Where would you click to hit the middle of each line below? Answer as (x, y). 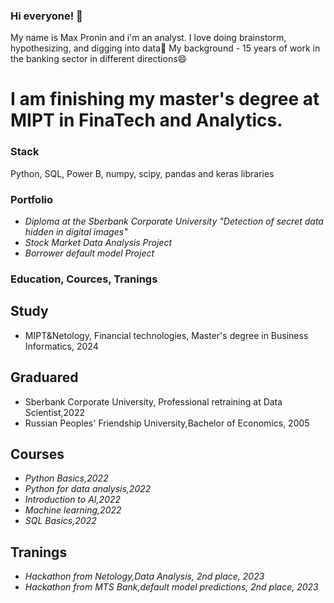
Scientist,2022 (55, 412)
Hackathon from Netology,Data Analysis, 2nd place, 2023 (144, 576)
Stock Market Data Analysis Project (98, 243)
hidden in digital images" (76, 232)
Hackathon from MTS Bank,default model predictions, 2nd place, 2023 (171, 587)
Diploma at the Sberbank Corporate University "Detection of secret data (174, 221)
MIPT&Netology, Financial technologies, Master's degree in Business (166, 335)
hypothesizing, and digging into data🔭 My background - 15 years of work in (165, 48)
